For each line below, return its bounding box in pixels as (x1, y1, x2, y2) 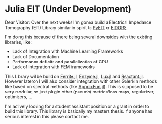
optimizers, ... (5, 93, 33, 100)
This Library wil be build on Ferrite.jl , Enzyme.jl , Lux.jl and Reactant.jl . (5, 73, 144, 79)
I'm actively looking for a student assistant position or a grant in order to (5, 103, 149, 109)
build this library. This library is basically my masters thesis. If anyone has (5, 108, 152, 114)
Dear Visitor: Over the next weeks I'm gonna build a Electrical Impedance (5, 19, 152, 25)
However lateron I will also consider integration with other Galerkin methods (5, 78, 157, 84)
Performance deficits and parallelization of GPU (12, 59, 108, 64)
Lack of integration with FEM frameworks (12, 64, 95, 70)
